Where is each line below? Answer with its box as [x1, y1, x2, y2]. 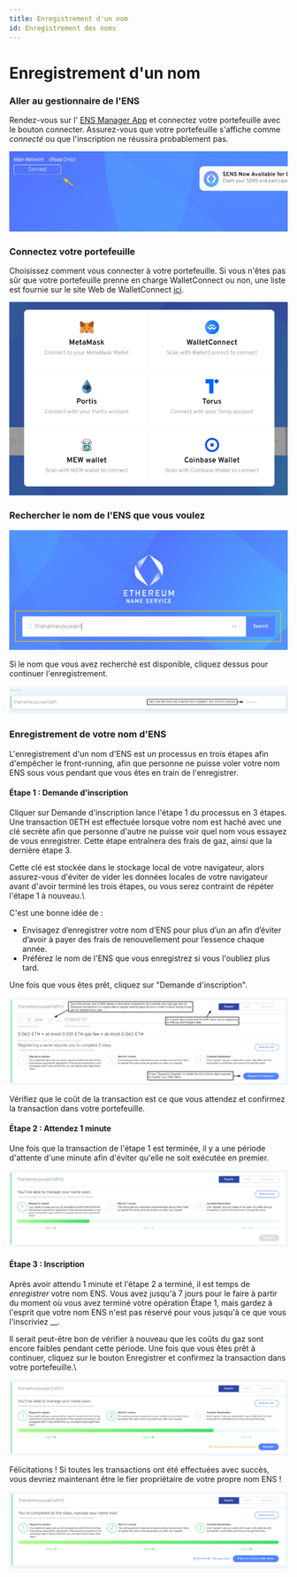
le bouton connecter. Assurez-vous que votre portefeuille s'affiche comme [9, 124, 281, 135]
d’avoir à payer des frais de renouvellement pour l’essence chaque [21, 933, 265, 944]
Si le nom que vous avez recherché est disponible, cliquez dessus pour [9, 659, 269, 669]
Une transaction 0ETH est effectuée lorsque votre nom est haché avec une [9, 816, 282, 827]
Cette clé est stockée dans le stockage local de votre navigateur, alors [9, 862, 265, 872]
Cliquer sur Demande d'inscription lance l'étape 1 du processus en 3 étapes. [9, 807, 287, 817]
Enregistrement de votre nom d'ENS [9, 728, 167, 740]
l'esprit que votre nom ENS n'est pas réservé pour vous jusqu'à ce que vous [9, 1307, 287, 1317]
